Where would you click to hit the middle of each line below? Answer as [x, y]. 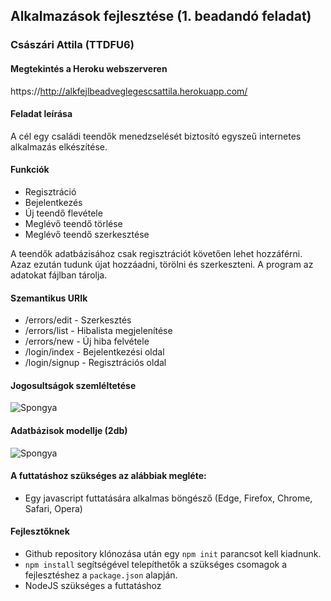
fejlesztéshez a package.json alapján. [101, 575]
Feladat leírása [41, 114]
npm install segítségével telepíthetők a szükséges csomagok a [156, 564]
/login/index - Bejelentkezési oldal [94, 352]
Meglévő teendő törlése [73, 223]
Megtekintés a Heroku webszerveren [89, 68]
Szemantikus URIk [49, 298]
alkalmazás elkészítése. [59, 146]
